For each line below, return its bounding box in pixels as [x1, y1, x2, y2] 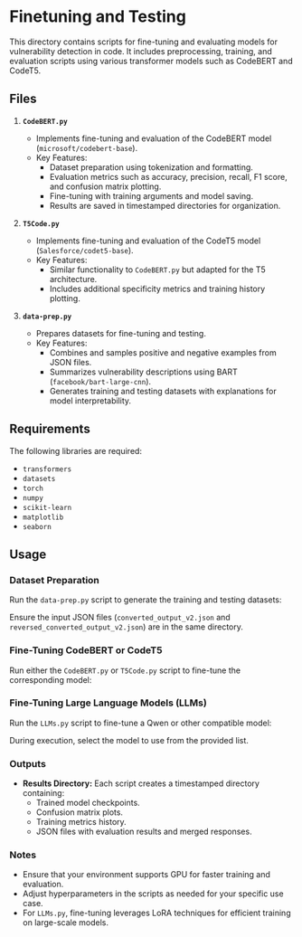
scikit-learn [22, 503, 72, 512]
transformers [22, 464, 72, 474]
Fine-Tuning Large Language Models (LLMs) [9, 696, 208, 709]
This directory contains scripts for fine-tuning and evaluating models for [9, 36, 278, 47]
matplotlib [22, 513, 64, 522]
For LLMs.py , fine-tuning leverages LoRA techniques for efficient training [22, 907, 291, 919]
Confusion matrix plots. [35, 807, 124, 818]
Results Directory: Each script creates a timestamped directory [22, 778, 260, 789]
